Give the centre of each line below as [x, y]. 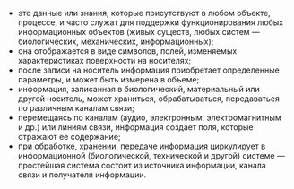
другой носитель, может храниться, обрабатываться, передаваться [148, 99]
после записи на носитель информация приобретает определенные [148, 70]
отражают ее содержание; [69, 137]
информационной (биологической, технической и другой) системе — [151, 155]
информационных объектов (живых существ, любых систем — [138, 32]
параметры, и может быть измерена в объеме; [108, 79]
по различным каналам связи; [76, 108]
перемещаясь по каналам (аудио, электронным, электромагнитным [150, 117]
